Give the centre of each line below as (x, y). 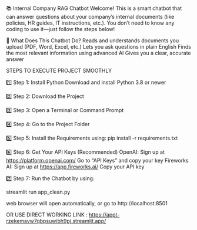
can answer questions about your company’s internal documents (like (90, 17)
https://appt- (104, 215)
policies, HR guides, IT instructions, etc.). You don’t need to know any (90, 23)
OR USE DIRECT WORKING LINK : (47, 215)
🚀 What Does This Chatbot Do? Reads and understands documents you (93, 40)
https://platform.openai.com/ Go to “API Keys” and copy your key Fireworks (98, 160)
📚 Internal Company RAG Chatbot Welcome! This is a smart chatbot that (94, 8)
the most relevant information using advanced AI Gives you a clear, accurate (98, 53)
